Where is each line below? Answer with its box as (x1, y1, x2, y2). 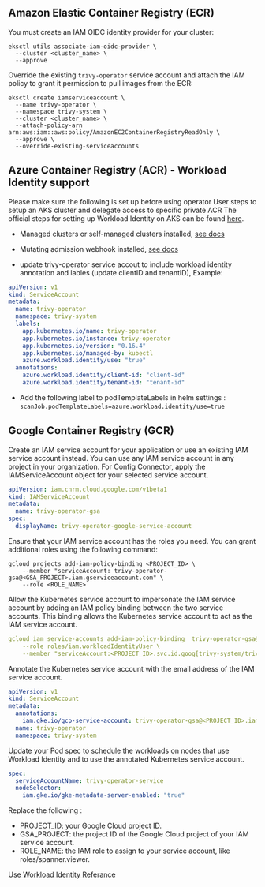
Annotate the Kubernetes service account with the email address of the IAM (8, 664, 255, 673)
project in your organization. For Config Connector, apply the (8, 462, 207, 471)
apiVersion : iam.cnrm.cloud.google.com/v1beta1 (8, 485, 168, 493)
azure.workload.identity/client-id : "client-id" (22, 371, 185, 380)
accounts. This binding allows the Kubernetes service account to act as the (8, 611, 253, 620)
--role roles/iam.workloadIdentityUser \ (22, 642, 160, 650)
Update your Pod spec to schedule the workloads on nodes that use (8, 746, 230, 755)
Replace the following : (8, 806, 83, 815)
